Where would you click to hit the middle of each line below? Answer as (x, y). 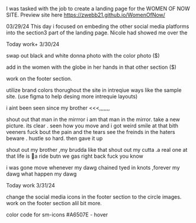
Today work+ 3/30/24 (33, 44)
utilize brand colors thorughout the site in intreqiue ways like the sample (94, 90)
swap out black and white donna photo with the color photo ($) (83, 55)
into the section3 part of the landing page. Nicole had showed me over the (97, 33)
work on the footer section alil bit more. (54, 203)
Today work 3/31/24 (30, 185)
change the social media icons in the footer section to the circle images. (94, 197)
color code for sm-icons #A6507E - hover (57, 215)
